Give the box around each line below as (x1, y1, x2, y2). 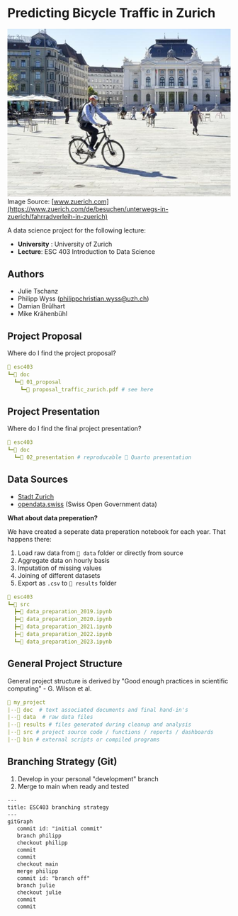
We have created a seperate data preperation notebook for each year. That (7, 527, 226, 536)
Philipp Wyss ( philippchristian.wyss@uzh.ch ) (17, 294, 149, 303)
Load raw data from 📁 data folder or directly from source (17, 548, 183, 557)
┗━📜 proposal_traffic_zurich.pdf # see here (20, 386, 154, 393)
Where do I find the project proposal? (7, 349, 117, 357)
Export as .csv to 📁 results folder (17, 579, 117, 587)
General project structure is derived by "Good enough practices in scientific (7, 676, 229, 685)
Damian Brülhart (17, 302, 65, 311)
